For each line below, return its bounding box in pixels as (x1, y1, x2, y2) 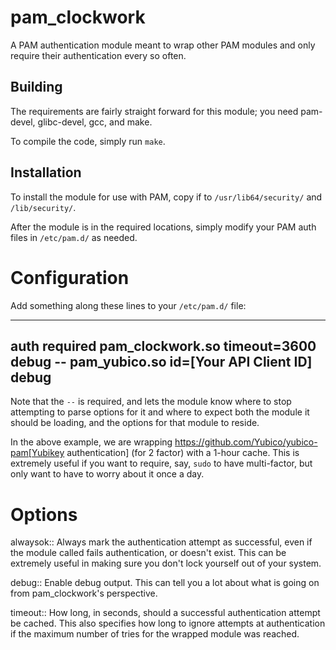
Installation (10, 164, 82, 181)
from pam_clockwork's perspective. (10, 587, 158, 600)
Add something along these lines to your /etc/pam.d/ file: (10, 299, 247, 311)
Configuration (10, 266, 130, 289)
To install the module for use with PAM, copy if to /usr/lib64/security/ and (10, 191, 323, 203)
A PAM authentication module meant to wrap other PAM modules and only (10, 39, 316, 51)
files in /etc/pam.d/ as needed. (10, 231, 138, 243)
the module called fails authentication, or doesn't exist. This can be (10, 547, 287, 559)
